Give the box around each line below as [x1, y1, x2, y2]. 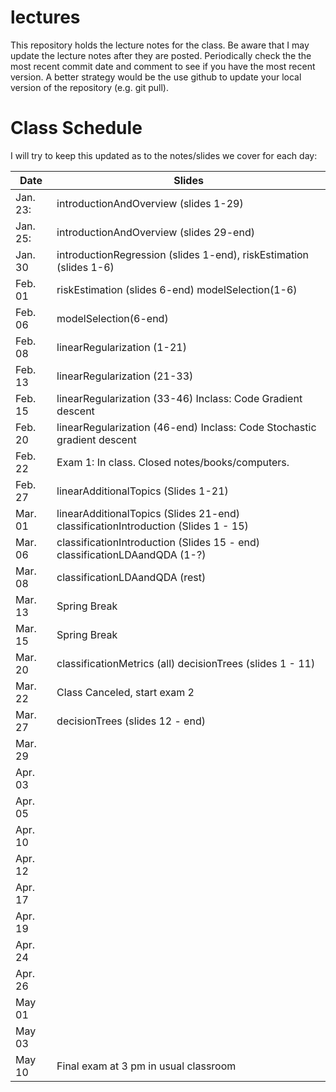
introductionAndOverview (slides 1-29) [56, 196, 244, 210]
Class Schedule [10, 117, 143, 140]
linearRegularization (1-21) [56, 340, 187, 354]
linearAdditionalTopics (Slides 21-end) [56, 506, 240, 520]
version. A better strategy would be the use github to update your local [10, 71, 302, 83]
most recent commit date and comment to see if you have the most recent [10, 60, 316, 72]
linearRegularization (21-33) [56, 369, 194, 383]
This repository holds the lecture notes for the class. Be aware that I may [10, 39, 310, 51]
